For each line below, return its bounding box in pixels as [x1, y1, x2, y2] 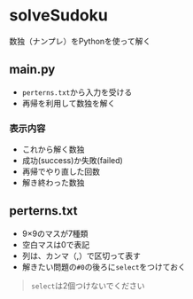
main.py [9, 62, 56, 77]
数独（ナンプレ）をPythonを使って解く [9, 35, 151, 46]
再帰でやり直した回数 [21, 166, 100, 177]
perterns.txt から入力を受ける [21, 86, 133, 98]
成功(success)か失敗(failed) [21, 155, 124, 166]
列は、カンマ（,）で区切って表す [21, 250, 142, 261]
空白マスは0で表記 [21, 239, 90, 249]
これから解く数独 [21, 144, 85, 155]
